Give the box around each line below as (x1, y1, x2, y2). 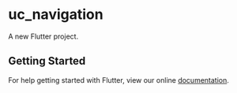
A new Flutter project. (8, 32, 79, 41)
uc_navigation (8, 6, 104, 24)
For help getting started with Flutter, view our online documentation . (8, 75, 229, 84)
